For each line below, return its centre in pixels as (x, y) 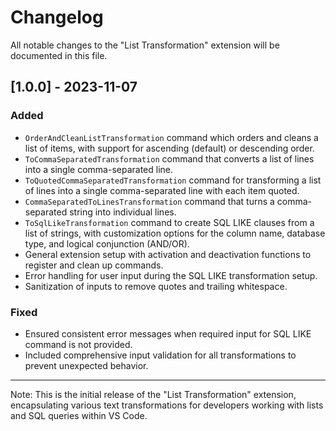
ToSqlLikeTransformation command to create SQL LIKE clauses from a (169, 222)
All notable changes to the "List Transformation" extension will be (145, 45)
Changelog (57, 17)
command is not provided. (78, 344)
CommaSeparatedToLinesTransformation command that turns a (149, 201)
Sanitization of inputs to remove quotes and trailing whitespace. (156, 286)
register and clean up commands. (94, 265)
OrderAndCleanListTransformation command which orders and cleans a (171, 137)
